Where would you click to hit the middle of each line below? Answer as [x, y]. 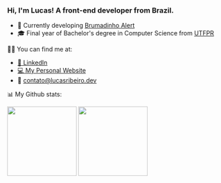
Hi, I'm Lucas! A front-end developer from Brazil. [91, 10]
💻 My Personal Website [52, 71]
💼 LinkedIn [32, 63]
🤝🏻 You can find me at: [40, 49]
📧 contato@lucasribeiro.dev [57, 80]
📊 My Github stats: [35, 94]
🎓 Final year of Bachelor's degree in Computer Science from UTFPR [116, 33]
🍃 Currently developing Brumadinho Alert [76, 26]
